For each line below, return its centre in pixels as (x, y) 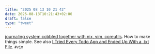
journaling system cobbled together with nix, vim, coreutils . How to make (78, 37)
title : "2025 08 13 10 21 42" (36, 9)
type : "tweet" (19, 23)
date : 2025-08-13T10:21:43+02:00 (39, 14)
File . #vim (14, 47)
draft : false (18, 18)
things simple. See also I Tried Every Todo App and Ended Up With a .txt (77, 42)
